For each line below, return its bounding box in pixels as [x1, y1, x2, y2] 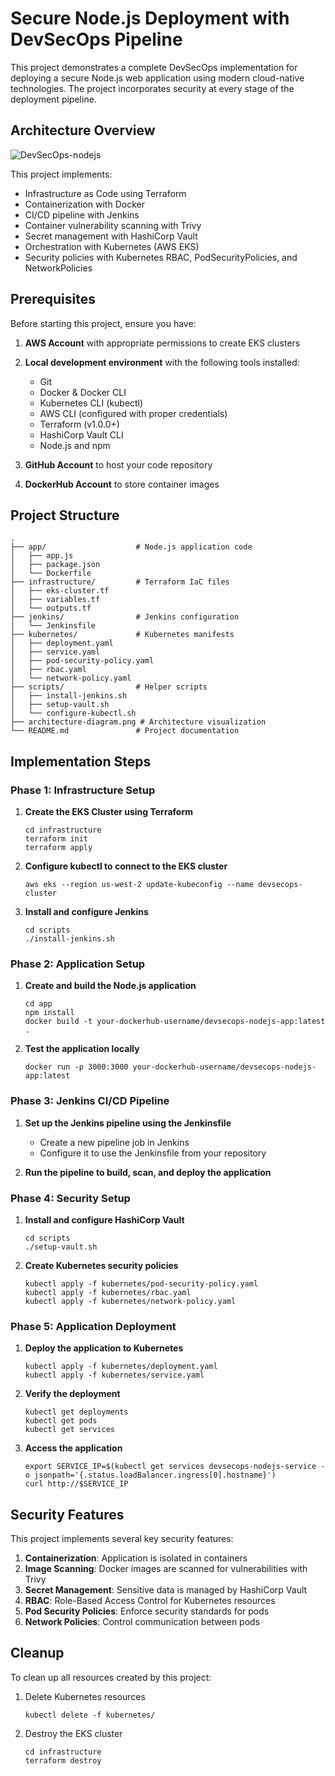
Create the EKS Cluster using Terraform [24, 806, 193, 818]
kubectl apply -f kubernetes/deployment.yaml [24, 1362, 218, 1372]
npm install [24, 1008, 75, 1018]
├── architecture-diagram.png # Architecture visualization [10, 717, 267, 727]
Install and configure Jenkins [24, 906, 149, 918]
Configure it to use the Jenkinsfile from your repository [39, 1147, 267, 1159]
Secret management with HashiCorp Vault [24, 230, 198, 242]
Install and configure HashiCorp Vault [24, 1213, 185, 1226]
